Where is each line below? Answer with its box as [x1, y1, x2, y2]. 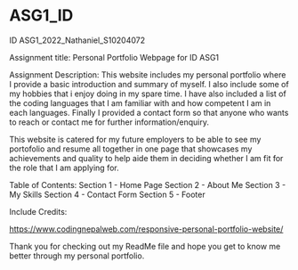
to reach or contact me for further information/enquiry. [9, 117, 209, 127]
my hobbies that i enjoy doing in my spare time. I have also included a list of [9, 88, 286, 99]
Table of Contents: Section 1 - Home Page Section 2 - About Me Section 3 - [9, 179, 286, 190]
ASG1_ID [9, 5, 74, 26]
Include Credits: [9, 206, 68, 217]
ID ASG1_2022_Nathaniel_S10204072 [9, 35, 145, 45]
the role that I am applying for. [9, 162, 119, 173]
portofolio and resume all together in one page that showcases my [9, 143, 253, 154]
